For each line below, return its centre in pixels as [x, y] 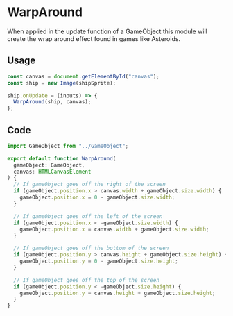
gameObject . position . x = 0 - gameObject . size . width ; [97, 198]
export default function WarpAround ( [62, 158]
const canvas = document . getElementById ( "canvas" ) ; [83, 76]
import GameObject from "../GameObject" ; [68, 146]
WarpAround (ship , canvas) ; [52, 102]
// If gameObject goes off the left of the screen [88, 216]
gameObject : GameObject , [49, 165]
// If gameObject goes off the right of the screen [90, 185]
